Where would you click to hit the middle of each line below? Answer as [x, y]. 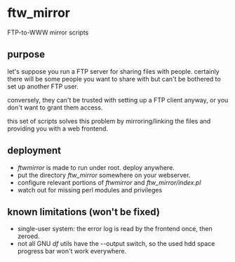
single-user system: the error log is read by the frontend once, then [115, 229]
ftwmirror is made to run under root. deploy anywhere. [96, 167]
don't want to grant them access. [55, 107]
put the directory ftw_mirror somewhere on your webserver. [104, 175]
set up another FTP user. [43, 86]
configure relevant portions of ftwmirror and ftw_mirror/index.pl [109, 182]
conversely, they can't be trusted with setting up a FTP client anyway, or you [118, 100]
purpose [26, 54]
